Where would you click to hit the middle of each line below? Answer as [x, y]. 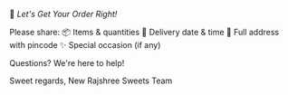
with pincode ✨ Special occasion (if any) [85, 45]
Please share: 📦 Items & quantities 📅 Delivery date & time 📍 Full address [144, 32]
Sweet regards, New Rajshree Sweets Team [91, 81]
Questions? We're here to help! [67, 63]
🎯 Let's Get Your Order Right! [63, 14]
